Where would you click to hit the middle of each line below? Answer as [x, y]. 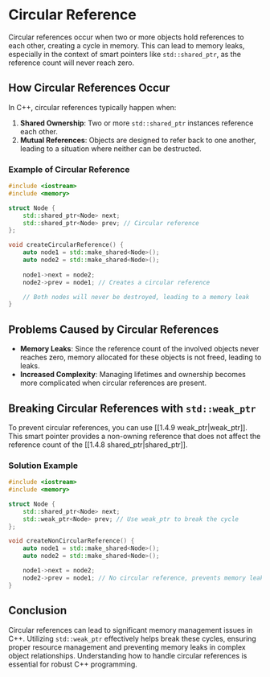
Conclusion [38, 611]
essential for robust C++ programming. [73, 664]
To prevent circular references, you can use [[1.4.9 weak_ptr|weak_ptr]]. [128, 427]
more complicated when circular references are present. [113, 383]
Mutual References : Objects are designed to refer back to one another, [138, 140]
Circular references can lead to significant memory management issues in [131, 630]
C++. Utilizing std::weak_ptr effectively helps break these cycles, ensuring [133, 638]
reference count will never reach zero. [72, 63]
